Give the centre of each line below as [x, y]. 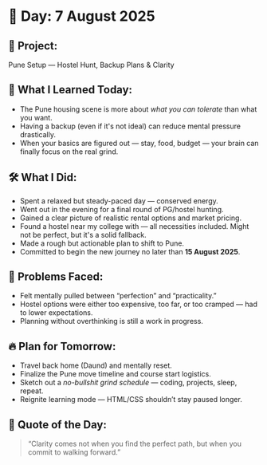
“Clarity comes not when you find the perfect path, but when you [134, 444]
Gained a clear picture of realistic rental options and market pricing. [130, 218]
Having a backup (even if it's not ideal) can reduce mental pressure [130, 126]
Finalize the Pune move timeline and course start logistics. [115, 374]
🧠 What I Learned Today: [71, 90]
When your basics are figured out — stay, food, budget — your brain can [139, 143]
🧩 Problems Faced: [56, 277]
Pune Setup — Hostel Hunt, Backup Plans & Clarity [91, 65]
